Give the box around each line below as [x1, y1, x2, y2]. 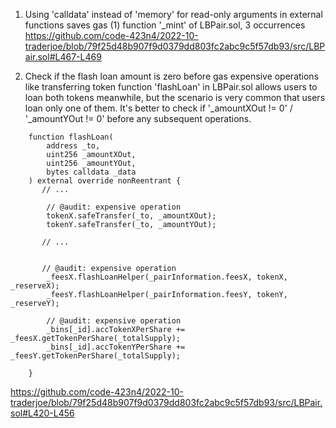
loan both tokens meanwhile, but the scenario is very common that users [24, 92, 326, 103]
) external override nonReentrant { [28, 176, 182, 186]
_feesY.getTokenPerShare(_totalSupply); [10, 351, 182, 361]
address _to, [46, 141, 101, 151]
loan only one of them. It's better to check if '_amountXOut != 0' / [24, 102, 293, 114]
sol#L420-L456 [10, 407, 75, 419]
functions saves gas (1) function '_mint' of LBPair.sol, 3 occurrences [24, 19, 306, 31]
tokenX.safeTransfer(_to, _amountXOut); [46, 211, 217, 221]
